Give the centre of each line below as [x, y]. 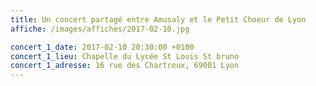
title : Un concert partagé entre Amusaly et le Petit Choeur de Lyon [158, 19]
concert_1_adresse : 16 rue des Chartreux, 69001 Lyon [125, 66]
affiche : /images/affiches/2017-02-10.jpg [100, 29]
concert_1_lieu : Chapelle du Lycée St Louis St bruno [125, 56]
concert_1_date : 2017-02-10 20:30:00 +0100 [102, 47]
